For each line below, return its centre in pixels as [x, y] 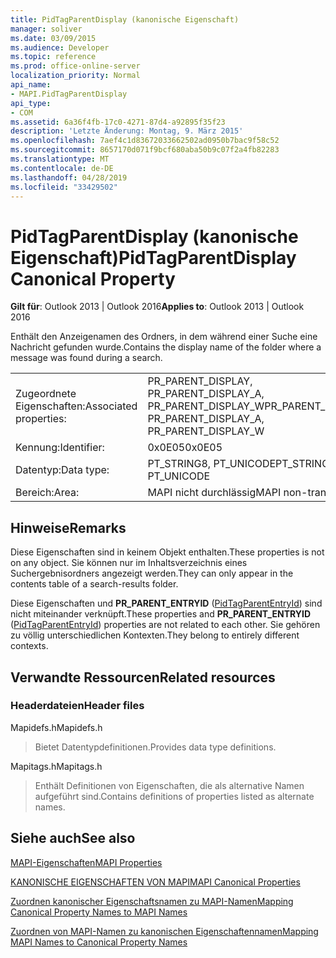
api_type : [31, 103]
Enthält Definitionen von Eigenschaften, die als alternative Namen [169, 785]
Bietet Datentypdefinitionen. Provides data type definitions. [155, 747]
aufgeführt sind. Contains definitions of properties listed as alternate [174, 796]
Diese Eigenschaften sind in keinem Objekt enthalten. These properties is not [167, 552]
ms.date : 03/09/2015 [53, 38]
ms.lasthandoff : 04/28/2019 [69, 177]
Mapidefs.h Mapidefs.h [56, 727]
